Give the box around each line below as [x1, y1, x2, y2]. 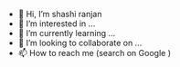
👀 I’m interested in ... [17, 18, 96, 29]
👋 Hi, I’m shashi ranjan [17, 9, 102, 19]
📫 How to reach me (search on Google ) [17, 48, 172, 58]
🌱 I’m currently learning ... [17, 28, 116, 38]
